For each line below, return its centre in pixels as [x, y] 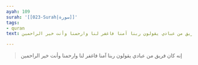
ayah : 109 [18, 12]
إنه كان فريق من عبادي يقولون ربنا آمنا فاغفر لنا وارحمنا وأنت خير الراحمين [101, 56]
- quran [16, 28]
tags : [13, 22]
